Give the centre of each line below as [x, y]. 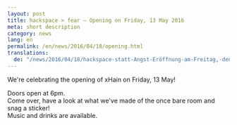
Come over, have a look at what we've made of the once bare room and [111, 100]
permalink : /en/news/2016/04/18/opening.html [75, 46]
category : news [30, 33]
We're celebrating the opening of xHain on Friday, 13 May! [92, 79]
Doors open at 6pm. [36, 93]
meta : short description [44, 27]
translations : [28, 53]
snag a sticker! [29, 108]
